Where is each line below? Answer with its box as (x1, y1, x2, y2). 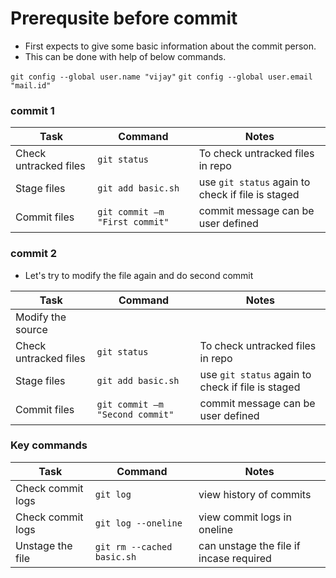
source (15, 322, 48, 336)
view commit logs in (198, 510, 292, 524)
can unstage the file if (198, 538, 301, 552)
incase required (198, 551, 272, 565)
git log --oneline (94, 517, 183, 529)
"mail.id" (10, 80, 52, 91)
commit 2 (10, 247, 58, 261)
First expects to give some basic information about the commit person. (24, 40, 317, 52)
